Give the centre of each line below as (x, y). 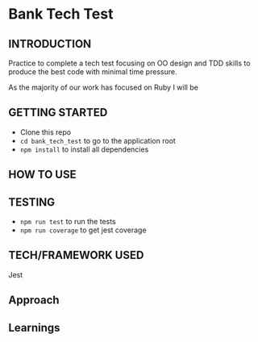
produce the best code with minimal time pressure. (93, 72)
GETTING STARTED (58, 113)
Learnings (34, 327)
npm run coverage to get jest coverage (83, 230)
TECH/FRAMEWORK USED (76, 255)
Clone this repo (45, 132)
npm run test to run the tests (68, 222)
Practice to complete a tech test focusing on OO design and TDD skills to (129, 63)
